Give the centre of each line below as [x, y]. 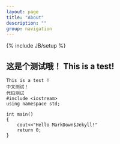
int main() [20, 114]
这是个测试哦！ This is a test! [60, 66]
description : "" [26, 23]
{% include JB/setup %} [36, 46]
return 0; [29, 130]
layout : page [22, 12]
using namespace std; [33, 104]
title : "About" [25, 17]
